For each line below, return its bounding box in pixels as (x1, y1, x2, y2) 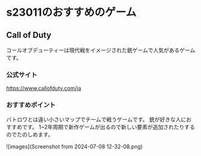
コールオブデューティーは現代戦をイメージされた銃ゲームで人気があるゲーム (6, 46, 196, 54)
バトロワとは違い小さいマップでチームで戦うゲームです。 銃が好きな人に (6, 116, 187, 123)
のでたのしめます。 (6, 131, 54, 138)
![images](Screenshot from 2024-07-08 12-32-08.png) (6, 143, 143, 150)
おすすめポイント (6, 101, 56, 109)
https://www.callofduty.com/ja (6, 85, 81, 92)
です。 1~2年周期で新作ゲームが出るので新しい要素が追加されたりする (22, 123, 196, 130)
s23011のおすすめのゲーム (6, 5, 137, 19)
